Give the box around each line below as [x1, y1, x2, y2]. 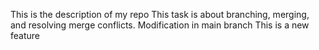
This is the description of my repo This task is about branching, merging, [10, 9, 310, 20]
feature [10, 30, 40, 41]
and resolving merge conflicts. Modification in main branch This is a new [10, 19, 310, 31]
